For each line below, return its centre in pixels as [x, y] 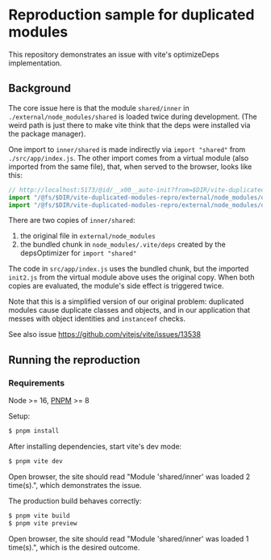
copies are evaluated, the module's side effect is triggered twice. [116, 286]
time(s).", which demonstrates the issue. [75, 485]
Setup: [19, 416]
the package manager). [47, 133]
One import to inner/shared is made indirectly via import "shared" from [127, 149]
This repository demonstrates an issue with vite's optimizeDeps [114, 54]
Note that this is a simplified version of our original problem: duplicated [126, 301]
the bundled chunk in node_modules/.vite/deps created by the [123, 245]
